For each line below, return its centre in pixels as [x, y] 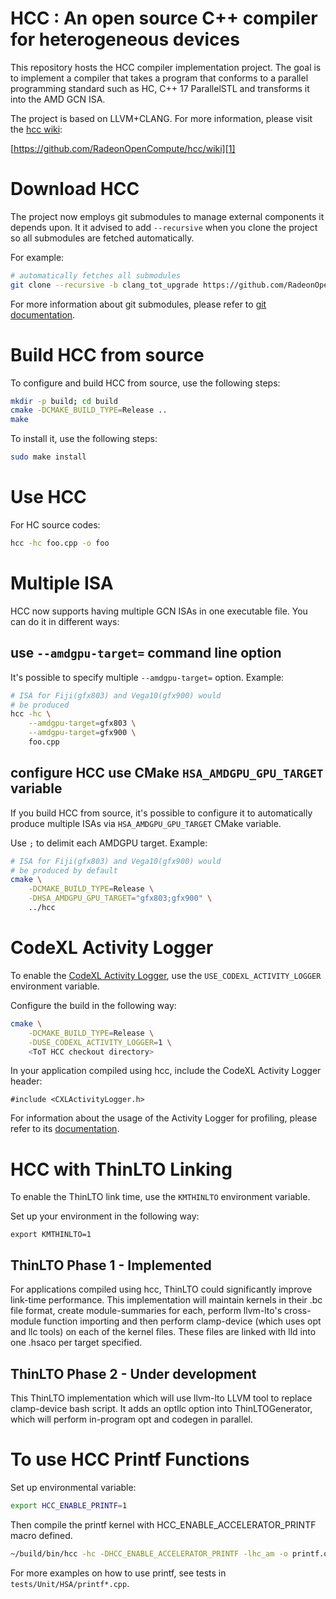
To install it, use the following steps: [84, 439]
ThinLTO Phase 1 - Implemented [111, 1265]
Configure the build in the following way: [93, 1005]
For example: [37, 257]
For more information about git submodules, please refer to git [138, 304]
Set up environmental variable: [73, 1487]
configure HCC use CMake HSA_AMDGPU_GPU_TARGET [167, 773]
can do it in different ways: [65, 621]
